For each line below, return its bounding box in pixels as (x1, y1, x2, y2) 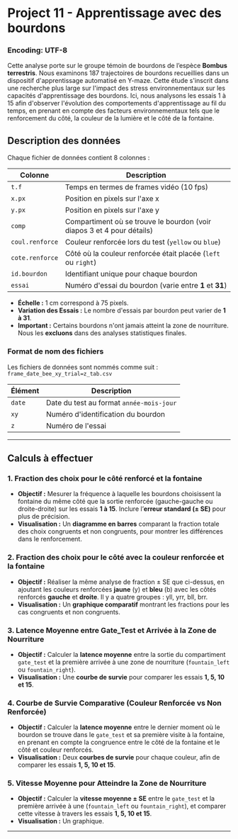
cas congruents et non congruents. (17, 607, 120, 616)
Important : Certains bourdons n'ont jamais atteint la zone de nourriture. (17, 321, 229, 330)
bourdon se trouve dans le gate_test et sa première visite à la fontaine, (17, 731, 225, 739)
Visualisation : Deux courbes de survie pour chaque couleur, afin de (17, 753, 220, 762)
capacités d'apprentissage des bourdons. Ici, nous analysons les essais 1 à (7, 91, 227, 100)
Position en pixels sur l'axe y (64, 205, 159, 215)
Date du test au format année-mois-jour (45, 398, 177, 407)
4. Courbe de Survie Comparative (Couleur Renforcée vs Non (7, 698, 222, 708)
